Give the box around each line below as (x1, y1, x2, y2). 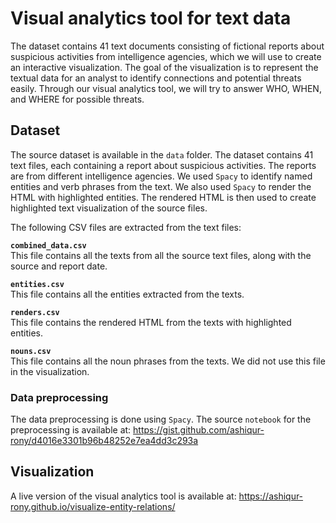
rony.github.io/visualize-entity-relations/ (10, 500, 176, 512)
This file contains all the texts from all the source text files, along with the (10, 249, 312, 261)
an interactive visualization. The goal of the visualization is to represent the (10, 61, 319, 73)
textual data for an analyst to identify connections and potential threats (10, 72, 302, 84)
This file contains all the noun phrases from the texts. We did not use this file (10, 355, 326, 367)
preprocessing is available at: (10, 424, 132, 436)
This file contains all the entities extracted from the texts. (10, 288, 245, 300)
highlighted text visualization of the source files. (10, 202, 208, 214)
